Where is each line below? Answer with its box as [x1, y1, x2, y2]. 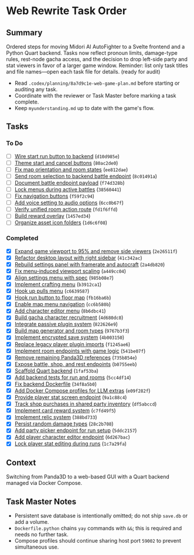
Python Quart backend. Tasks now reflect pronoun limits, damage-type [6, 49, 178, 57]
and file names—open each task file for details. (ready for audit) [6, 68, 161, 75]
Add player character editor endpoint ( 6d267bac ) [14, 434, 131, 441]
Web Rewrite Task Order [6, 4, 127, 18]
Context [6, 457, 36, 467]
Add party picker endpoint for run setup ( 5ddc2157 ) [14, 427, 137, 434]
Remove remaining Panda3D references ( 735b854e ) [14, 354, 137, 361]
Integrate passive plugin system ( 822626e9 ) [14, 321, 118, 328]
